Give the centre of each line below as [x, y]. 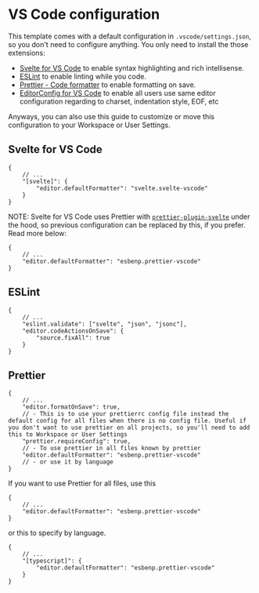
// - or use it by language [68, 462]
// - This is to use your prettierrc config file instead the [126, 414]
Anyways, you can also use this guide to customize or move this [112, 116]
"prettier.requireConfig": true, [77, 442]
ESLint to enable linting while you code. [83, 76]
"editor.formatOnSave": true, [72, 407]
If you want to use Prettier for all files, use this [82, 483]
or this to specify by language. [57, 533]
